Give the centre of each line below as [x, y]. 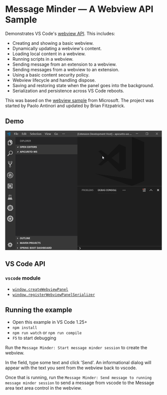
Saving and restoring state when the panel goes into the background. [83, 85]
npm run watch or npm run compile [47, 332]
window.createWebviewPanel [40, 290]
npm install [25, 328]
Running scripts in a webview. [43, 59]
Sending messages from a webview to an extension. [66, 69]
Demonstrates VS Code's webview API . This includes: [60, 33]
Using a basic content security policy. [51, 75]
